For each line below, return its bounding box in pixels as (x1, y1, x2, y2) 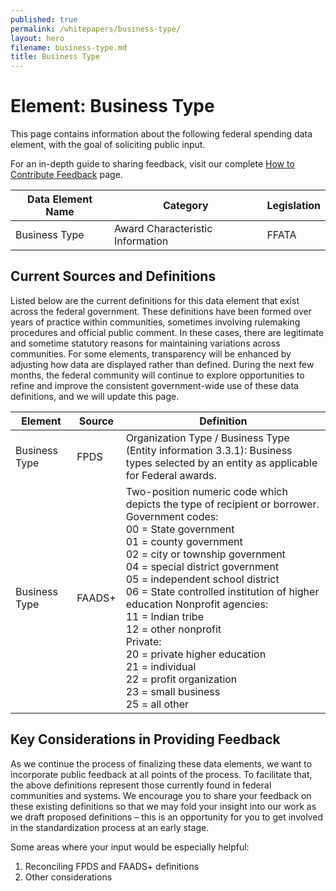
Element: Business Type (10, 95, 215, 118)
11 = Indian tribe (125, 609, 204, 623)
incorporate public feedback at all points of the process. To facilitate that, (10, 768, 313, 780)
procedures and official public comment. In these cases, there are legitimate (10, 326, 325, 338)
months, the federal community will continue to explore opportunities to (10, 369, 305, 381)
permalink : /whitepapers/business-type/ (10, 24, 182, 34)
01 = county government (125, 534, 243, 548)
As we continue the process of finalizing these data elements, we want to (10, 757, 313, 770)
